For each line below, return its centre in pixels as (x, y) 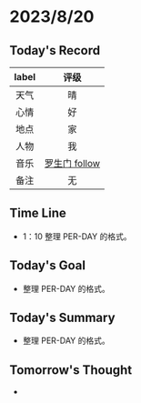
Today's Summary (62, 318)
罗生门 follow (72, 163)
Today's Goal (48, 266)
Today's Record (55, 50)
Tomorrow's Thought (71, 370)
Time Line (38, 213)
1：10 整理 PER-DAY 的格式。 (77, 236)
